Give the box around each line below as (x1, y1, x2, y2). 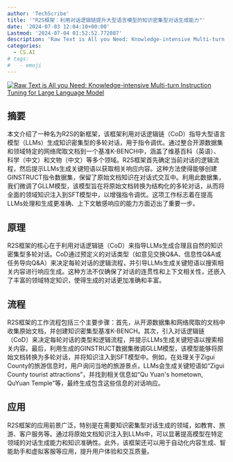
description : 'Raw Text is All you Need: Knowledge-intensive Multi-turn (7, 36, 225, 43)
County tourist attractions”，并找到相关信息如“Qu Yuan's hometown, (7, 370, 203, 379)
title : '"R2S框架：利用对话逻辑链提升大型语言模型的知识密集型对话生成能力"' (7, 17, 206, 24)
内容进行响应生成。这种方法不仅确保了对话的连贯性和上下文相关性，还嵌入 (12, 267, 226, 276)
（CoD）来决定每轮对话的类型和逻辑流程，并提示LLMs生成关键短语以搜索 (7, 336, 218, 344)
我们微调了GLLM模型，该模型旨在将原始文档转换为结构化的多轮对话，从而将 (7, 182, 225, 190)
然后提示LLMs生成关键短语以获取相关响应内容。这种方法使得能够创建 (19, 165, 217, 173)
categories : (7, 42, 42, 49)
